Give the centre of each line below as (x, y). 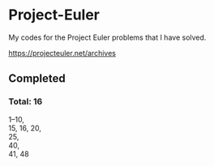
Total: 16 (26, 101)
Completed (37, 79)
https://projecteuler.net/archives (62, 53)
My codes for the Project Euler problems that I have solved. (107, 37)
